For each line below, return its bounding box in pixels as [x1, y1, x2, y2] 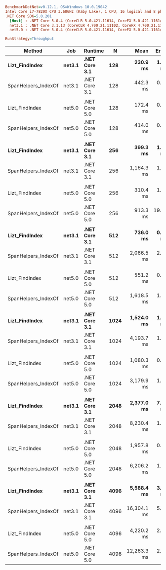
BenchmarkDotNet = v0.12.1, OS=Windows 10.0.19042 [5, 4, 107, 9]
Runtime [83, 47, 104, 54]
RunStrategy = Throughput [5, 37, 54, 41]
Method [24, 47, 43, 54]
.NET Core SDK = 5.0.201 [5, 13, 52, 19]
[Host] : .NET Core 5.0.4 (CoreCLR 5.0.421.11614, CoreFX [9, 18, 132, 23]
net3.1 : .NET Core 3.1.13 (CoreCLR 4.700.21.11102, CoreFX [9, 23, 136, 28]
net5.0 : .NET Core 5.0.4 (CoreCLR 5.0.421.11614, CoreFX [9, 28, 132, 33]
